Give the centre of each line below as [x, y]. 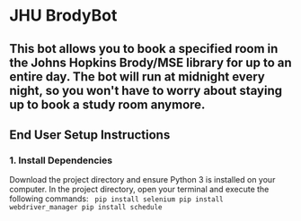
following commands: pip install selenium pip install [116, 199]
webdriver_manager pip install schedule [86, 208]
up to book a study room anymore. [107, 104]
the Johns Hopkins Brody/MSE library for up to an [150, 62]
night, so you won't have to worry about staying [146, 90]
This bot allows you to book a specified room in [144, 49]
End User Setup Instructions [90, 135]
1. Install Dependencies [61, 160]
